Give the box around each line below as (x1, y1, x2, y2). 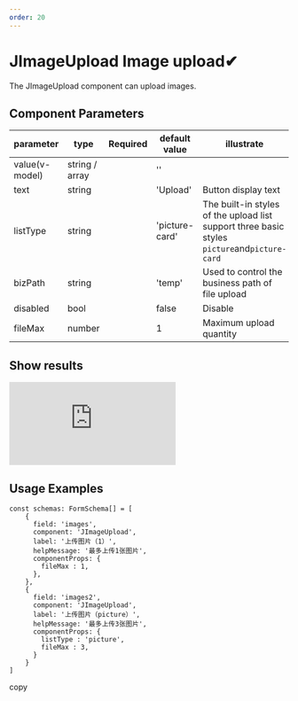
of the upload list (202, 209, 273, 222)
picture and (202, 243, 251, 255)
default (159, 132, 191, 144)
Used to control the (202, 266, 283, 278)
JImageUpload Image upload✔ (9, 51, 239, 71)
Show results (9, 358, 83, 373)
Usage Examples (9, 480, 104, 496)
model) (13, 169, 43, 182)
